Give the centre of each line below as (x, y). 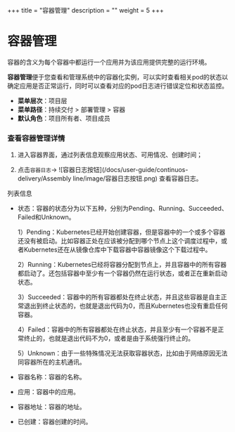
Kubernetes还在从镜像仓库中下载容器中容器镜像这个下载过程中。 (118, 250)
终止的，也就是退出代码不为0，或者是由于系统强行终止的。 (109, 339)
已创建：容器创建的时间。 (55, 422)
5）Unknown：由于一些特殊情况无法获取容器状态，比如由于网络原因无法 (122, 353)
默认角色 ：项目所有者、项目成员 (64, 118)
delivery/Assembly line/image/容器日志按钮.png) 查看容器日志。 (110, 178)
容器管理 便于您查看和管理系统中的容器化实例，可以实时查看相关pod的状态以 (118, 77)
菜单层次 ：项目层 (42, 100)
